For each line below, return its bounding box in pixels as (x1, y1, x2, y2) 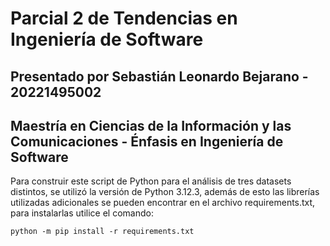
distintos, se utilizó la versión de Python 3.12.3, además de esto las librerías (10, 186, 320, 198)
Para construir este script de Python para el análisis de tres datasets (10, 175, 292, 187)
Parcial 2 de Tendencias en (10, 7, 238, 30)
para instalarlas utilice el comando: (10, 207, 154, 219)
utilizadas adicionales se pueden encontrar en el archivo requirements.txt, (10, 197, 316, 209)
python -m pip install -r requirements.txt (10, 227, 195, 237)
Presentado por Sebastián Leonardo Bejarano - (10, 68, 309, 85)
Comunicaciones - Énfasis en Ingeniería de (10, 133, 284, 150)
